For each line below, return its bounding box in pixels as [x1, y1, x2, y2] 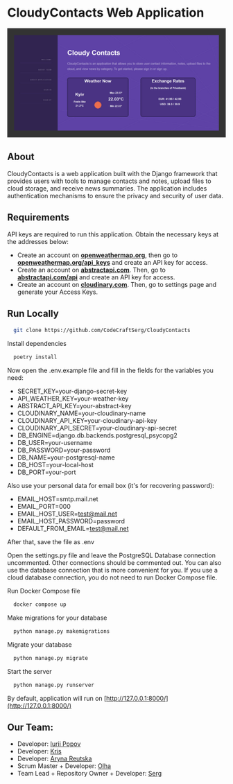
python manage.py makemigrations [13, 628, 110, 635]
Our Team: [7, 722, 54, 733]
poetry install [13, 354, 58, 361]
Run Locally [7, 307, 59, 320]
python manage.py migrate [13, 654, 89, 661]
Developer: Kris [17, 747, 62, 756]
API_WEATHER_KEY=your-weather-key [17, 394, 129, 403]
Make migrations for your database [7, 613, 107, 622]
